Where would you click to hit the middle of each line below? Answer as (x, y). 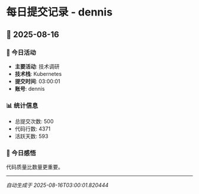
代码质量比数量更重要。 (35, 167)
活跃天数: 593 (31, 136)
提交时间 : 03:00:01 (37, 81)
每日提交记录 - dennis (59, 12)
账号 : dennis (30, 88)
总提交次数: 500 (34, 122)
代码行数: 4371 (33, 129)
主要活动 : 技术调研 (37, 66)
